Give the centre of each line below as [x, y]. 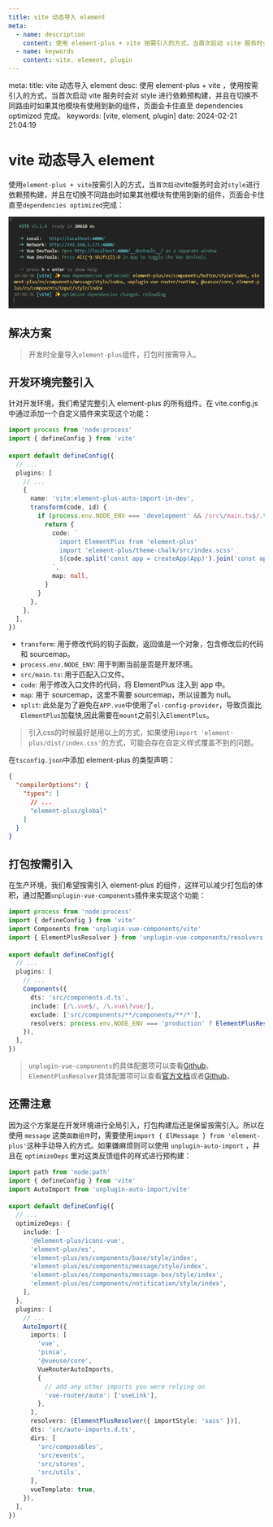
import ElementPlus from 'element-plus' [129, 541]
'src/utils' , [60, 1472]
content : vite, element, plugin [78, 60]
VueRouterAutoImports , [76, 1369]
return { [59, 524]
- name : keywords [45, 52]
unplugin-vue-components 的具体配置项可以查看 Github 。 [120, 1065]
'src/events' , [61, 1455]
